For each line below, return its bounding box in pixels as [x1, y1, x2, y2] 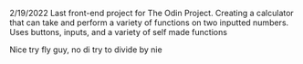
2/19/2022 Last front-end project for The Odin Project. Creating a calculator [9, 8, 294, 18]
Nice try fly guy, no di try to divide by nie [9, 44, 162, 55]
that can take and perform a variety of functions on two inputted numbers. [9, 17, 289, 28]
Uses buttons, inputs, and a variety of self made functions [9, 27, 228, 37]
